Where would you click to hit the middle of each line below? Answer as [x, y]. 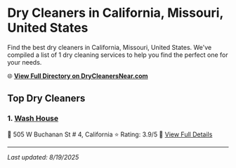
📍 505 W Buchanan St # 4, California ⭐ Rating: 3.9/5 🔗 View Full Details [110, 134]
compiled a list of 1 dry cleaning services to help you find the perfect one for [118, 55]
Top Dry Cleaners [46, 99]
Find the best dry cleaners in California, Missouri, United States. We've [110, 47]
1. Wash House [33, 119]
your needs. [25, 62]
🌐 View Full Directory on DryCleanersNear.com [78, 76]
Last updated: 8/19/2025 [43, 157]
